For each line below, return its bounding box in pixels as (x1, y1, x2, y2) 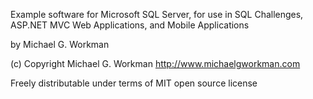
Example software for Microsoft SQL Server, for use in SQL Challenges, (10, 9, 304, 20)
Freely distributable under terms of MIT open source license (10, 77, 258, 89)
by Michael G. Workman (10, 39, 110, 50)
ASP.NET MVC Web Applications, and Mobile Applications (10, 19, 250, 31)
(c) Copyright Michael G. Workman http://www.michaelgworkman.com (10, 58, 301, 69)
